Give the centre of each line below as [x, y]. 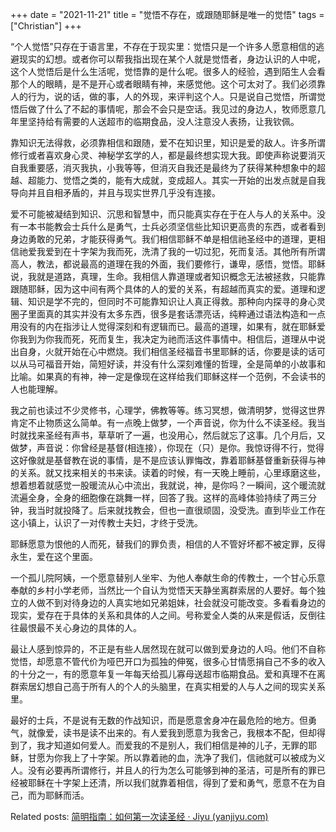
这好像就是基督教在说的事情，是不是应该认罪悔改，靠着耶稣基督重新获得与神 [168, 460]
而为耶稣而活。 [58, 795]
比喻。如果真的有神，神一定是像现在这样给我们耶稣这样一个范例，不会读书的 [168, 376]
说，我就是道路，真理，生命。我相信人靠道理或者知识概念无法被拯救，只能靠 [168, 276]
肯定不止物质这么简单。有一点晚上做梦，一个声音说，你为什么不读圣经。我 [163, 422]
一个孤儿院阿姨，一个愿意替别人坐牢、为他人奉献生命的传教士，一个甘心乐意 [168, 577]
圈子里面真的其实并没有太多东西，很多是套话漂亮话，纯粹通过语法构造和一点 [168, 314]
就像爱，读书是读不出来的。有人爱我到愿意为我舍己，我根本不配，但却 [172, 732]
